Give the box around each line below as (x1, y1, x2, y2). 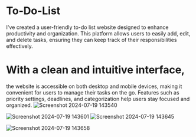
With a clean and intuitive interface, (6, 63, 185, 77)
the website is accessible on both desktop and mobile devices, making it (6, 83, 182, 90)
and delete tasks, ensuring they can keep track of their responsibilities (6, 36, 177, 43)
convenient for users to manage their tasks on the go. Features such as (6, 89, 179, 96)
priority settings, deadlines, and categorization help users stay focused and (6, 95, 190, 102)
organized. (6, 102, 32, 109)
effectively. (6, 43, 34, 50)
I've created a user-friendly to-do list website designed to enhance (6, 24, 169, 31)
